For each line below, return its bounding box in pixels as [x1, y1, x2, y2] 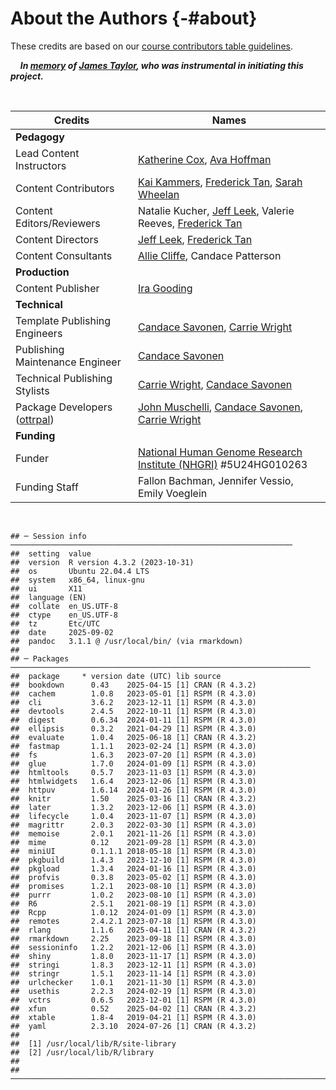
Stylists [15, 383, 50, 397]
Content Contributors [15, 181, 115, 195]
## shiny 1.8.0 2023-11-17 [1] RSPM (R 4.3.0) [10, 951, 257, 961]
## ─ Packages [10, 653, 70, 664]
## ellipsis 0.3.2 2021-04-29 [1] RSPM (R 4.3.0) [10, 723, 257, 734]
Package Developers [15, 400, 113, 414]
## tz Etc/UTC [10, 618, 101, 629]
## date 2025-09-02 [10, 627, 114, 637]
